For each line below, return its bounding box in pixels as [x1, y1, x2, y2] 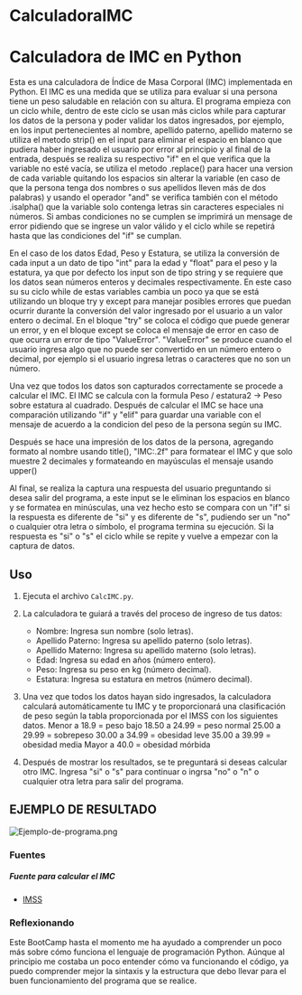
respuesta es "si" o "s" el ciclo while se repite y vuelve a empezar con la [9, 530, 279, 542]
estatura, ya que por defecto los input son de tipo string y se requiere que [9, 268, 284, 278]
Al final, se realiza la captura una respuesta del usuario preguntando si [9, 483, 271, 493]
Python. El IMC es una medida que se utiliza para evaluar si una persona [9, 87, 278, 98]
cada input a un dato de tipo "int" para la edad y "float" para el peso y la [9, 258, 278, 268]
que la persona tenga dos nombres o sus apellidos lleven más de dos [9, 183, 267, 193]
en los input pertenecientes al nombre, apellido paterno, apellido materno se [9, 125, 293, 136]
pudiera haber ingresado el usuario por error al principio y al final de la [9, 144, 272, 155]
